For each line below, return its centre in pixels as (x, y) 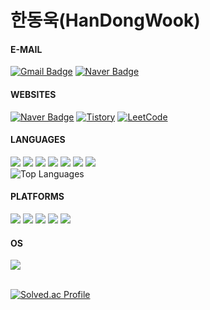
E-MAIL (26, 49)
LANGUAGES (38, 140)
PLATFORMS (37, 197)
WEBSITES (33, 94)
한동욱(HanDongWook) (105, 20)
